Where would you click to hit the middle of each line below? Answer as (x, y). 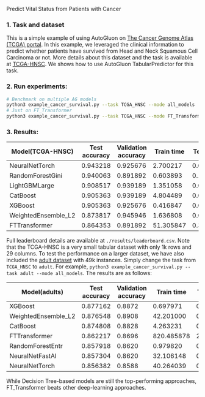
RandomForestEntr (36, 346)
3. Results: (22, 132)
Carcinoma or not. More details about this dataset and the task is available (99, 58)
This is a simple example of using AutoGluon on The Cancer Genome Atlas (100, 38)
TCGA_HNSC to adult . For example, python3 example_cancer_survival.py (95, 267)
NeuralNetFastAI (33, 356)
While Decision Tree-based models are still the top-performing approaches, (102, 381)
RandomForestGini (36, 176)
